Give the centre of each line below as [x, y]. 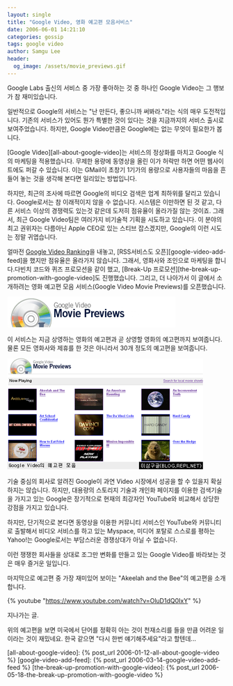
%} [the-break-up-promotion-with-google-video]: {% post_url [111, 667]
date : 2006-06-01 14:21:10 [46, 29]
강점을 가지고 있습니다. [38, 507]
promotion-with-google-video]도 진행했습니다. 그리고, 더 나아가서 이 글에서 [111, 277]
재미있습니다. [40, 96]
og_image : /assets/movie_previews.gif [70, 66]
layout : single [29, 15]
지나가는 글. [23, 615]
